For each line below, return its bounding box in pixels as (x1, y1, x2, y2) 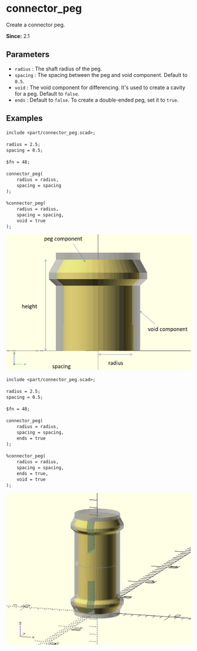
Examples (6, 113, 43, 123)
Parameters (6, 49, 50, 60)
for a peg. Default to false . (14, 90, 80, 97)
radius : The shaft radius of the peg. (14, 65, 103, 72)
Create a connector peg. (6, 21, 66, 28)
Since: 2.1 (6, 32, 30, 39)
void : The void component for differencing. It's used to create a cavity (14, 84, 186, 91)
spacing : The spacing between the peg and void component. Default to (14, 71, 188, 78)
